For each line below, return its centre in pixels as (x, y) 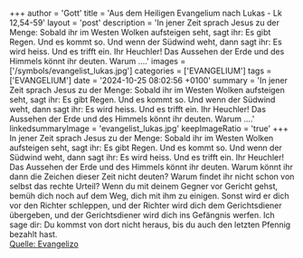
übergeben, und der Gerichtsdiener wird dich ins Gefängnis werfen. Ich (142, 215)
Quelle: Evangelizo (44, 244)
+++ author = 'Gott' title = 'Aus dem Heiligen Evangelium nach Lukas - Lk (146, 13)
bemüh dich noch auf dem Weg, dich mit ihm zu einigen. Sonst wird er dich (149, 196)
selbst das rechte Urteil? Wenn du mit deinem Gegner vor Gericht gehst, (144, 186)
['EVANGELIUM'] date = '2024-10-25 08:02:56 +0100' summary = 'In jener (148, 80)
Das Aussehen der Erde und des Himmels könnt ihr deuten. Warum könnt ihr (151, 167)
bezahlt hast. (33, 234)
